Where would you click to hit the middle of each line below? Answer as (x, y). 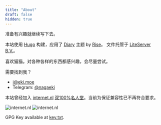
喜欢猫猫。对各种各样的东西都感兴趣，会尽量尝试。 (58, 61)
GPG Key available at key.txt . (35, 117)
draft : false (19, 14)
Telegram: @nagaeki (33, 87)
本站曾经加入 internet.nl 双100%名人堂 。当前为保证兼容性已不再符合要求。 (82, 97)
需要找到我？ (18, 72)
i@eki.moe (23, 82)
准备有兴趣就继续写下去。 (31, 34)
